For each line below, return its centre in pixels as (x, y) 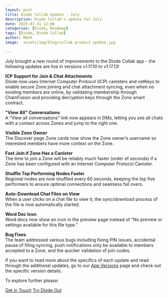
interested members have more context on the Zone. (60, 143)
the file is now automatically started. (43, 204)
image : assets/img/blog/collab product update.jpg (60, 43)
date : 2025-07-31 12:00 (30, 24)
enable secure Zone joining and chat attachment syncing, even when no (80, 87)
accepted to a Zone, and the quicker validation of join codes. (68, 250)
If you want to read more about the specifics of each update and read (77, 260)
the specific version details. (34, 270)
